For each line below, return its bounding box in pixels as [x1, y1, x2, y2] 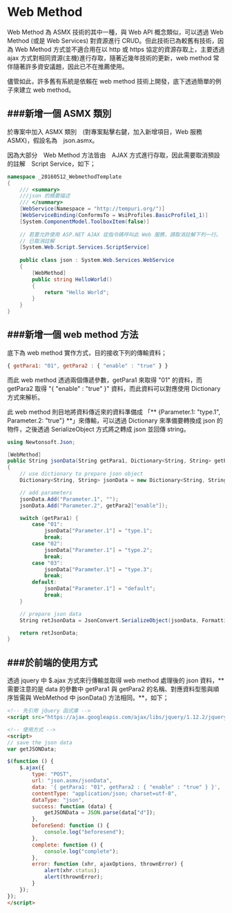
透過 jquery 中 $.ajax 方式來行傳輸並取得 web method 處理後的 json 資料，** [7, 676, 224, 684]
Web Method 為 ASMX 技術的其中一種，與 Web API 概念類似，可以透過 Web [7, 28, 224, 36]
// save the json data [7, 739, 72, 746]
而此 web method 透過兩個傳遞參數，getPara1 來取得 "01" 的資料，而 [7, 376, 202, 384]
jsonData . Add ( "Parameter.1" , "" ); [19, 495, 119, 503]
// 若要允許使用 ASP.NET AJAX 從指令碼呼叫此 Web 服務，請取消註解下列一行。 [19, 231, 222, 238]
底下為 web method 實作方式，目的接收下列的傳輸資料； [7, 348, 168, 356]
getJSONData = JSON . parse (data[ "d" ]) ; [43, 809, 156, 816]
